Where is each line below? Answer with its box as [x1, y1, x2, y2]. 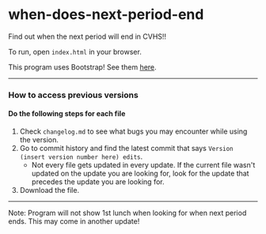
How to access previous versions [8, 89, 139, 100]
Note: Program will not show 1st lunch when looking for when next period [8, 208, 247, 218]
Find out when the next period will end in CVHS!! [8, 32, 167, 41]
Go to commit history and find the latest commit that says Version [19, 144, 234, 153]
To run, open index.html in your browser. [8, 47, 142, 56]
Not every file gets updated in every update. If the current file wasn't [31, 160, 256, 170]
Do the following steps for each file [8, 109, 126, 119]
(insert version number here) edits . [19, 152, 143, 161]
